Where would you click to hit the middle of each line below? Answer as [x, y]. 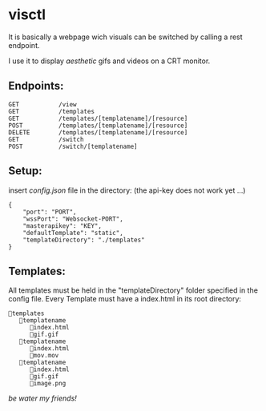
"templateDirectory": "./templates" [84, 240]
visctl [27, 15]
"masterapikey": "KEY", [62, 225]
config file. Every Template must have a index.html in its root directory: [125, 299]
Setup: [25, 171]
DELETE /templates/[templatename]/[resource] [98, 132]
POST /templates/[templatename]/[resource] [98, 126]
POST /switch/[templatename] [73, 146]
